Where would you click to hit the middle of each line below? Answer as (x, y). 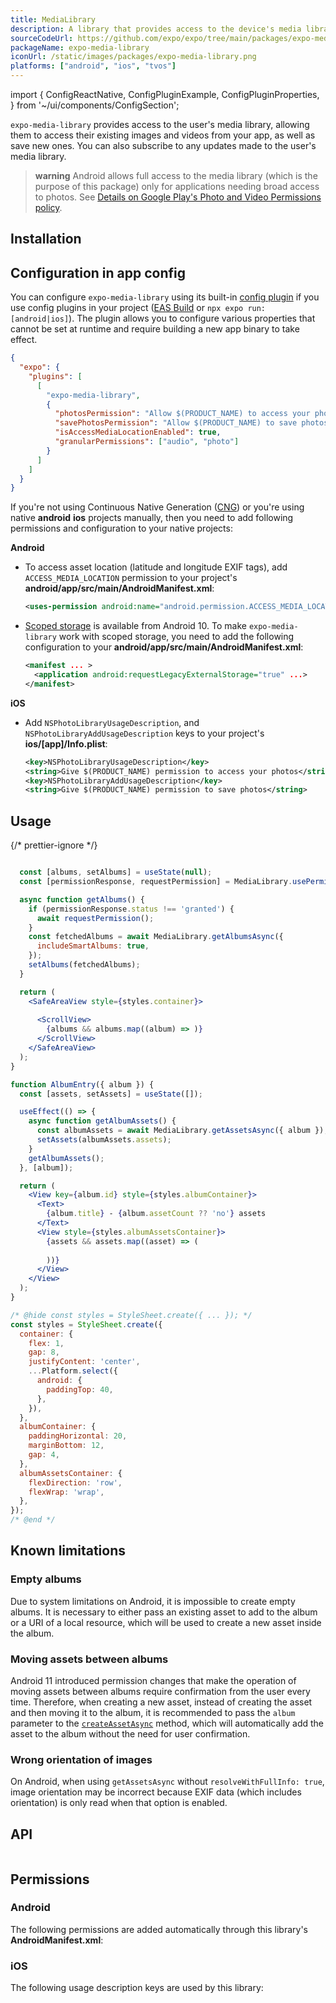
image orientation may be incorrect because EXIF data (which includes (156, 1792)
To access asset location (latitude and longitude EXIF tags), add (156, 567)
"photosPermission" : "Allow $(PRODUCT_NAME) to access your (182, 414)
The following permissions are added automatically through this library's (159, 1929)
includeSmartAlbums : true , (93, 946)
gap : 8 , (44, 1352)
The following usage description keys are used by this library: (137, 1988)
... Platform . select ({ (73, 1371)
